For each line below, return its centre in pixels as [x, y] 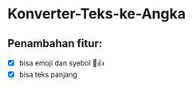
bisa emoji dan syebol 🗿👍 [61, 63]
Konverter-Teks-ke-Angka [97, 14]
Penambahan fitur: [55, 43]
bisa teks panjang [48, 74]
